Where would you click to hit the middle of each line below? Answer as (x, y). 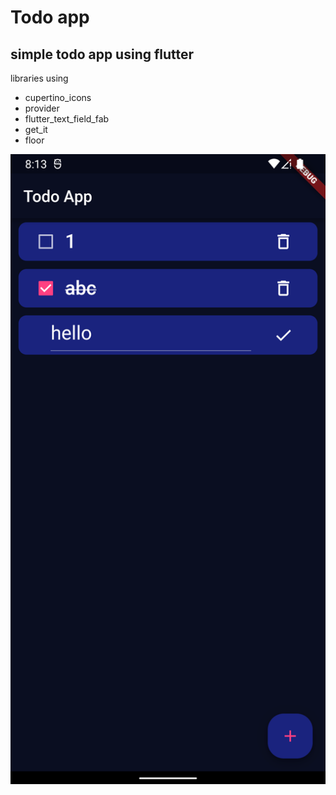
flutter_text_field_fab (67, 119)
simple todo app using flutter (102, 54)
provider (42, 108)
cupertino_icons (58, 97)
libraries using (39, 78)
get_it (36, 129)
